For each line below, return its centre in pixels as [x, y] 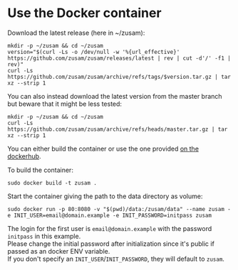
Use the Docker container [84, 13]
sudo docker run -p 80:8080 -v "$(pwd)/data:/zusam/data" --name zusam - [119, 209]
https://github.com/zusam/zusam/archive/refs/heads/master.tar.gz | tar [118, 129]
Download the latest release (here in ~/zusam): [76, 33]
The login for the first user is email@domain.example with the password [110, 228]
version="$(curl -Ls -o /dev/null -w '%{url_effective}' [94, 52]
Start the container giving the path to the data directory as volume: [105, 196]
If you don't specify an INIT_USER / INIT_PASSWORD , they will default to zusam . [116, 259]
